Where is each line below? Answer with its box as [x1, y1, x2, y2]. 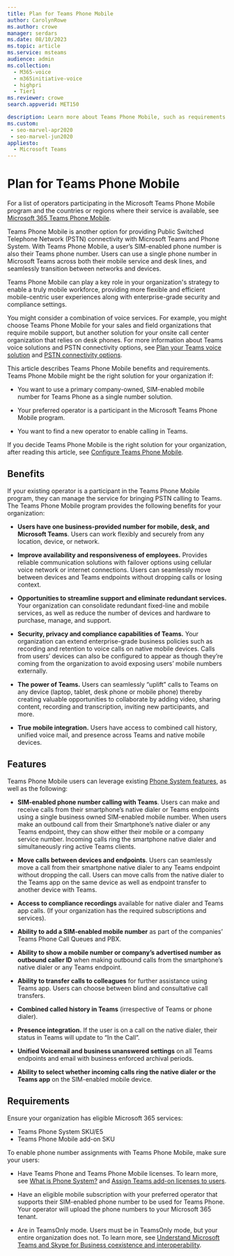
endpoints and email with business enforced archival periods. [17, 1054, 194, 1062]
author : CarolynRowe [7, 17, 68, 24]
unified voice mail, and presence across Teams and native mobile [17, 730, 205, 739]
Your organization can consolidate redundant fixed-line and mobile [17, 601, 209, 610]
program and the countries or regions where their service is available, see [7, 206, 219, 215]
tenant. [17, 1212, 38, 1220]
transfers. [17, 991, 45, 999]
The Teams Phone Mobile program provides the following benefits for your [7, 501, 221, 510]
